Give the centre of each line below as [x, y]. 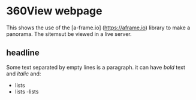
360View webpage [54, 11]
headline [23, 53]
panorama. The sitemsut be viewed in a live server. [69, 34]
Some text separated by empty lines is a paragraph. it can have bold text [96, 67]
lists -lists [27, 92]
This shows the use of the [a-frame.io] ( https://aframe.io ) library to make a [98, 28]
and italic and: [24, 74]
